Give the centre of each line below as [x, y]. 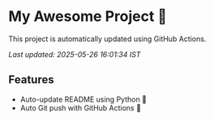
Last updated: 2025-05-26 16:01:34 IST [75, 54]
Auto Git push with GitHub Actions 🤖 [81, 107]
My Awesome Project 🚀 [88, 17]
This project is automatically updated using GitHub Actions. [107, 39]
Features [31, 80]
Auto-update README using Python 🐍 [83, 99]
